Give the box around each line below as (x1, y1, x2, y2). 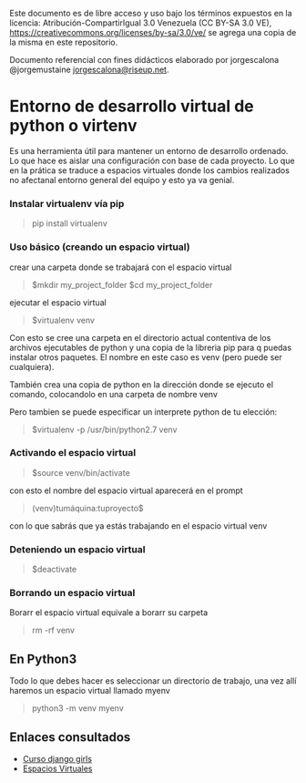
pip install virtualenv (31, 218, 107, 229)
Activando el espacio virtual (9, 447, 137, 459)
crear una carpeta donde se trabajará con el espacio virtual (9, 262, 232, 273)
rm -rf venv (31, 624, 76, 636)
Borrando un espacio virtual (9, 587, 136, 600)
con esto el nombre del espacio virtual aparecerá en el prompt (9, 485, 243, 496)
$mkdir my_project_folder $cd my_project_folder (31, 279, 213, 290)
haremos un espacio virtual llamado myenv (9, 685, 170, 696)
